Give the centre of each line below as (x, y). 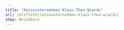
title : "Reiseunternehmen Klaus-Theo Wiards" (54, 10)
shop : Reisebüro (22, 19)
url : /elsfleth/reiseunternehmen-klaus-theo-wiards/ (62, 15)
